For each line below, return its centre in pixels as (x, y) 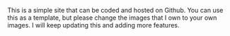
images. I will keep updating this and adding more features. (93, 25)
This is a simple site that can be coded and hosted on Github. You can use (115, 10)
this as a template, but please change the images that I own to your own (112, 18)
